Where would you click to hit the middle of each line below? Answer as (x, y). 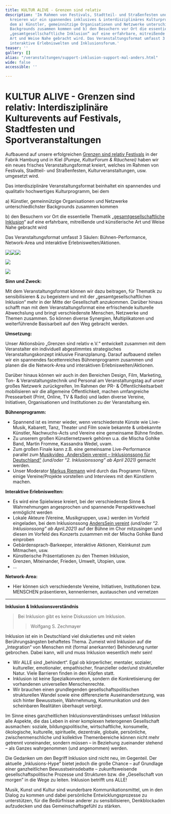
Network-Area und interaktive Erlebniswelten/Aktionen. (63, 243)
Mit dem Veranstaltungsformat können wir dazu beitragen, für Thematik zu (83, 291)
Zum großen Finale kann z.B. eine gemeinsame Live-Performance (81, 449)
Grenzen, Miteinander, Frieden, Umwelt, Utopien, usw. (69, 561)
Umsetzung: (19, 334)
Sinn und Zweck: (23, 281)
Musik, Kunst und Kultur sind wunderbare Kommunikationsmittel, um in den (84, 790)
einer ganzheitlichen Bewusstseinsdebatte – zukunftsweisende (71, 769)
